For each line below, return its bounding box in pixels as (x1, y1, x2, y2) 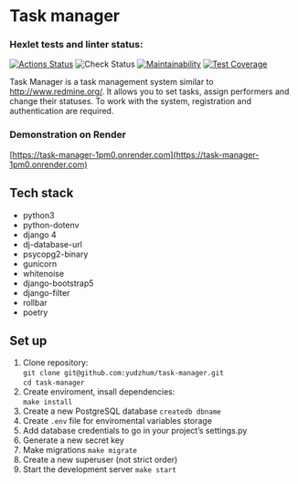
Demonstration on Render (9, 129, 126, 142)
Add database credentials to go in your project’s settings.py (22, 426, 248, 437)
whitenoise (22, 268, 65, 279)
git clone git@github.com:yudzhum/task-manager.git (22, 369, 224, 378)
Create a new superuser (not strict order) (22, 454, 178, 466)
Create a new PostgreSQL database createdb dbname (22, 405, 221, 416)
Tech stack (9, 185, 74, 201)
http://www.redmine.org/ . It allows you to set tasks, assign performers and (9, 86, 290, 97)
